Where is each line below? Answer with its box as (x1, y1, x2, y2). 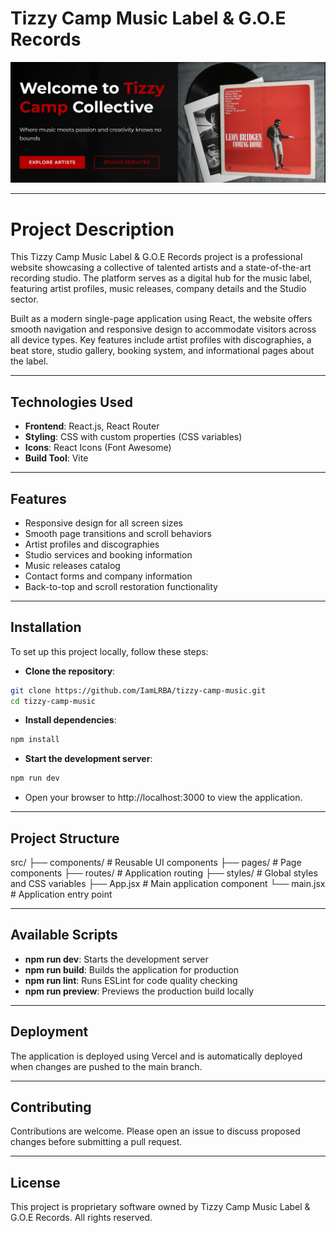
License (10, 1174, 61, 1191)
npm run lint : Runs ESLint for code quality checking (24, 974, 238, 986)
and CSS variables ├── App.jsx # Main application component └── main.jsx (10, 878, 326, 890)
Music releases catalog (24, 559, 121, 571)
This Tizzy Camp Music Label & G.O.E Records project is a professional (10, 251, 303, 263)
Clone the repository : (24, 665, 116, 677)
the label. (10, 355, 49, 367)
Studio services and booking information (24, 548, 193, 561)
